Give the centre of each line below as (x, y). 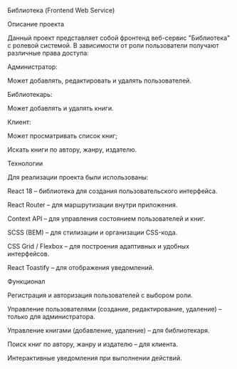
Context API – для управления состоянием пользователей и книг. (106, 219)
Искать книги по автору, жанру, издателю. (72, 150)
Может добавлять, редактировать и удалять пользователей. (100, 80)
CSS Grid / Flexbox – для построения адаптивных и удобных (99, 246)
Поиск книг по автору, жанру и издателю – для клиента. (93, 344)
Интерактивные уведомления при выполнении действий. (95, 358)
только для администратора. (52, 317)
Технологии (25, 163)
